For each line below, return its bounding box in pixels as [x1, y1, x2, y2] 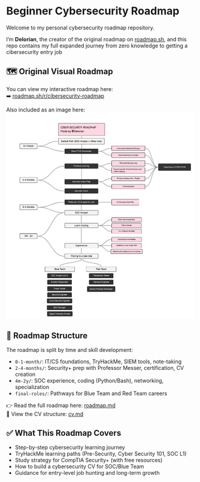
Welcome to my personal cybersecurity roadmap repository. [6, 24, 154, 31]
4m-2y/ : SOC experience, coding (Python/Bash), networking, [14, 377, 164, 384]
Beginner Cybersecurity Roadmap [6, 4, 180, 18]
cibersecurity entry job [6, 48, 63, 55]
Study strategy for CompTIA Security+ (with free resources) [14, 456, 163, 463]
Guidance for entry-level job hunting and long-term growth [14, 469, 160, 476]
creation [14, 370, 36, 378]
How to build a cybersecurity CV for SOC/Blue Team [14, 463, 144, 470]
